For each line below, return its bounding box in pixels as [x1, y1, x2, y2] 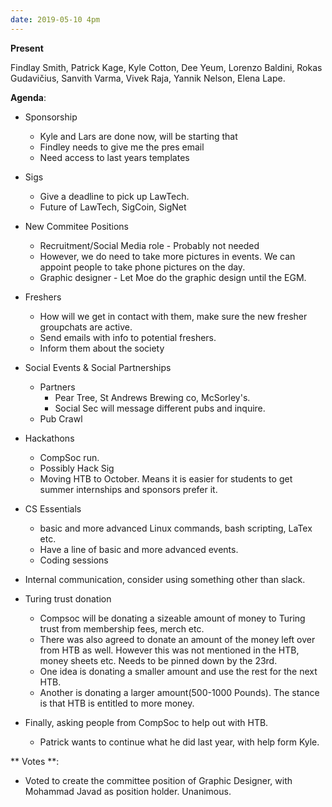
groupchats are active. [39, 321, 133, 333]
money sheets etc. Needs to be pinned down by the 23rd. [39, 654, 278, 666]
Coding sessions [39, 554, 109, 566]
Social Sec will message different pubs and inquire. [54, 402, 266, 414]
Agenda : [10, 91, 47, 103]
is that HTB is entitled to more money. [39, 697, 195, 709]
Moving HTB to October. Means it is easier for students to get [39, 472, 293, 485]
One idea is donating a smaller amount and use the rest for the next [39, 665, 318, 677]
